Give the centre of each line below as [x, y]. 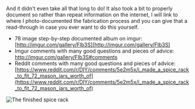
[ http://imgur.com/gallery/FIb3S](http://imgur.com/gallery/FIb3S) [93, 45]
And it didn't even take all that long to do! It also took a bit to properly [89, 8]
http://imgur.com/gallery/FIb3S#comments [66, 57]
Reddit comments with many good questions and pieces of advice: [95, 63]
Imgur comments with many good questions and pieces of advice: [94, 51]
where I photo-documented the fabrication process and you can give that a [97, 21]
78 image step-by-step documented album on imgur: [78, 38]
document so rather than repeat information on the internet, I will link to [92, 15]
